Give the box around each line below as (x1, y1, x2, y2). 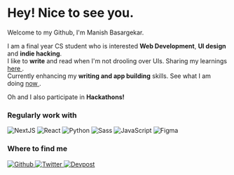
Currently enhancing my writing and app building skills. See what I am (7, 72, 212, 80)
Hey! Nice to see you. (7, 5, 135, 21)
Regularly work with (7, 110, 77, 120)
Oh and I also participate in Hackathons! (7, 93, 125, 101)
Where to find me (7, 144, 68, 154)
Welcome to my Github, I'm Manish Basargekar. (7, 28, 144, 37)
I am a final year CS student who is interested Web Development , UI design (7, 41, 226, 50)
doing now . (7, 79, 42, 87)
